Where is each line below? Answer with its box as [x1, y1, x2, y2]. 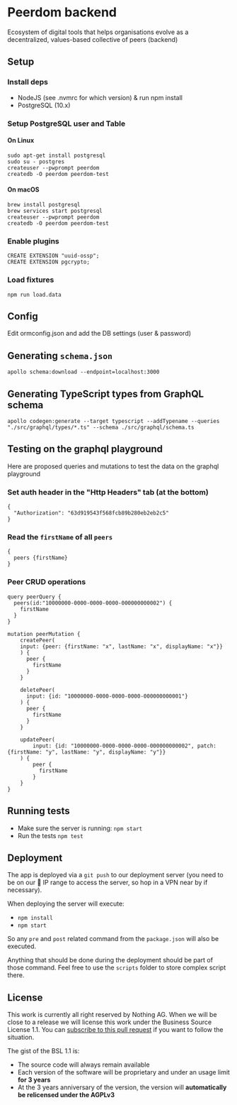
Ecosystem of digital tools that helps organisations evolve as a [7, 28, 189, 36]
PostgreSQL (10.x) [17, 101, 71, 109]
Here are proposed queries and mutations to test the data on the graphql [7, 462, 219, 471]
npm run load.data [7, 291, 62, 298]
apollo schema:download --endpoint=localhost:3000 [7, 368, 160, 376]
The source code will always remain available [17, 1060, 150, 1069]
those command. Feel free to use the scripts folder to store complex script [7, 963, 226, 972]
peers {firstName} [13, 554, 69, 561]
